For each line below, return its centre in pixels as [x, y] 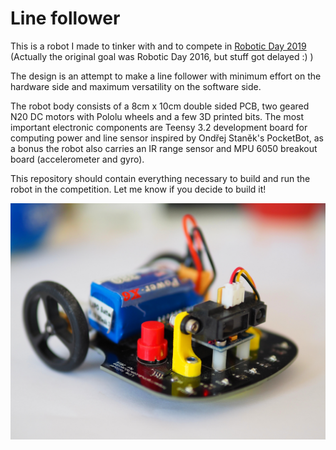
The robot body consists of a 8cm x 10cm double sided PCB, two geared [160, 106]
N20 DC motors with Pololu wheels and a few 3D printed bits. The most [157, 116]
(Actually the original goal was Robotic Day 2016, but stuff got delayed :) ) [162, 56]
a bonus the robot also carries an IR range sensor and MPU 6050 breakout [164, 148]
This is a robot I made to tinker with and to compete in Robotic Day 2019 [158, 46]
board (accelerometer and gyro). [77, 159]
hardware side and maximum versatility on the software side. [136, 86]
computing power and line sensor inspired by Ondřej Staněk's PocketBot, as [167, 138]
